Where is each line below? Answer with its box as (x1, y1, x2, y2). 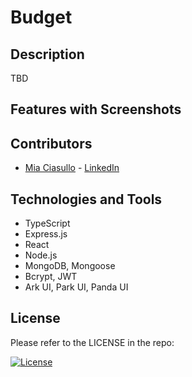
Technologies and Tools (10, 191, 163, 208)
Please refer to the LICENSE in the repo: (10, 336, 175, 348)
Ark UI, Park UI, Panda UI (24, 281, 129, 293)
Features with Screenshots (10, 101, 182, 118)
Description (10, 46, 85, 63)
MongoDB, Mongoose (24, 260, 116, 272)
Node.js (24, 249, 58, 261)
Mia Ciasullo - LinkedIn (24, 162, 120, 174)
